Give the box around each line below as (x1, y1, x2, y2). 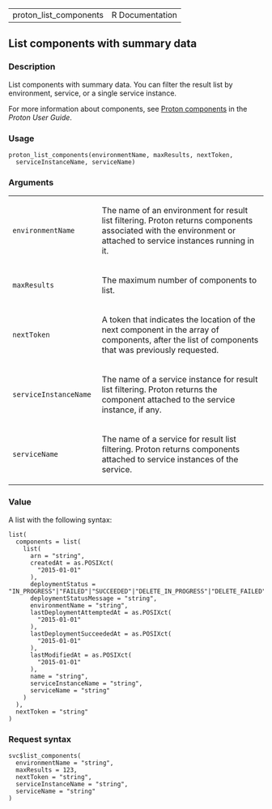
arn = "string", (29, 551, 85, 560)
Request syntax (8, 733, 71, 744)
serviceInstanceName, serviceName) (15, 158, 136, 166)
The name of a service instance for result (101, 374, 258, 385)
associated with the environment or (101, 225, 236, 236)
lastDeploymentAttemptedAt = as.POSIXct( (29, 608, 172, 616)
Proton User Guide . (8, 113, 73, 122)
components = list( (15, 538, 82, 546)
